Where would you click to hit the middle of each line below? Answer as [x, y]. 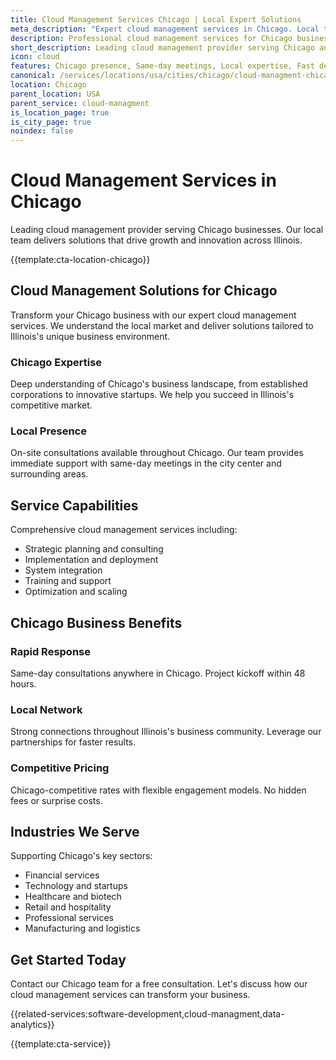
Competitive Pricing [60, 768]
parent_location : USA [55, 94]
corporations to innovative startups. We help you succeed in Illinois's [152, 395]
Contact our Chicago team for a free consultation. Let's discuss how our [159, 984]
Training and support [68, 581]
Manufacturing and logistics [82, 928]
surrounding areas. [49, 474]
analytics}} [32, 1025]
